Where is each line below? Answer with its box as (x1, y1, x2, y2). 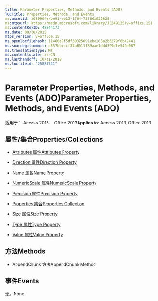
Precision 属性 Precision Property (12, 190, 78, 196)
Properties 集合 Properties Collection (12, 200, 85, 207)
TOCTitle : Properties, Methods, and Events (5, 12, 95, 17)
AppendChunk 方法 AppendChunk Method (12, 261, 96, 267)
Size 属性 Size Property (12, 211, 58, 217)
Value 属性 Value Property (12, 231, 63, 237)
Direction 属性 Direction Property (12, 159, 77, 165)
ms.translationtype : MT (5, 48, 53, 53)
